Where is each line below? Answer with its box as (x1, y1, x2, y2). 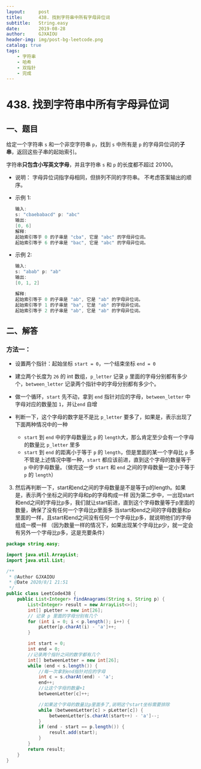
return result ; (28, 746, 66, 752)
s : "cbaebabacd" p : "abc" (14, 211, 80, 218)
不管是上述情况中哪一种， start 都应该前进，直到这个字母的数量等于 (23, 456, 192, 463)
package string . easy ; (6, 541, 61, 547)
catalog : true (6, 43, 42, 49)
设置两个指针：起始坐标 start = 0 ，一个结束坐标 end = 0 (14, 360, 156, 367)
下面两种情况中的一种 (14, 421, 68, 428)
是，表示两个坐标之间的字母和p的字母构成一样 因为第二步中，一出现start (14, 491, 194, 499)
